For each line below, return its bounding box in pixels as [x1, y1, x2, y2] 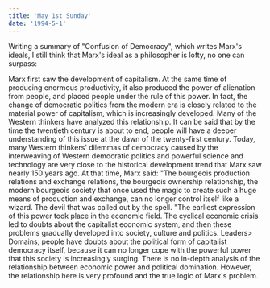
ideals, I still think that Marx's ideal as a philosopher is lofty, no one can [8, 50, 245, 60]
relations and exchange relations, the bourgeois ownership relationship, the [8, 176, 259, 186]
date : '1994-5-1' [8, 19, 67, 27]
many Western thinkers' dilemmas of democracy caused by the [8, 142, 219, 152]
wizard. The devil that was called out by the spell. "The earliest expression [8, 202, 255, 212]
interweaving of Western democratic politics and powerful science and [8, 150, 243, 161]
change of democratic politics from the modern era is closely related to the [8, 100, 257, 109]
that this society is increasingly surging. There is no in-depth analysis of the [8, 253, 260, 263]
